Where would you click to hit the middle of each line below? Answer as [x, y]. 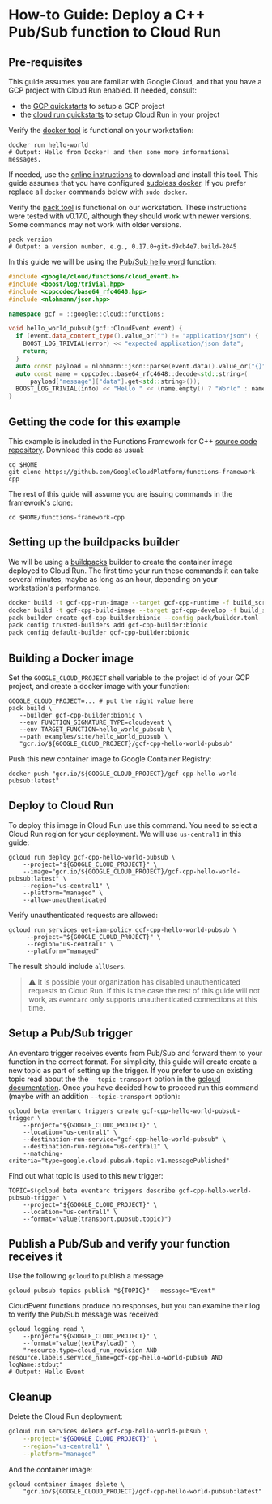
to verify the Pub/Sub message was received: [84, 1314]
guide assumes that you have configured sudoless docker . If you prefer [127, 183]
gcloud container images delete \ [67, 1484]
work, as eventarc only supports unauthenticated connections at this [142, 999]
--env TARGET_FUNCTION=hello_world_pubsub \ [96, 729]
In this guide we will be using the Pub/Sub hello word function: [113, 262]
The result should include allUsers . [67, 966]
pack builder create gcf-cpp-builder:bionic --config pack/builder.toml [134, 618]
